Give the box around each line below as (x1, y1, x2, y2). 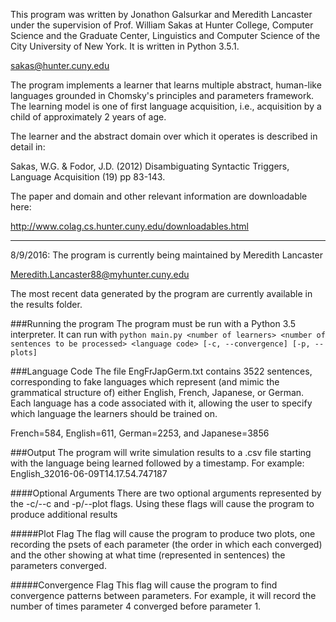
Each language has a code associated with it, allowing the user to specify (10, 397, 313, 409)
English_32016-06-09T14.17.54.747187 (10, 468, 168, 479)
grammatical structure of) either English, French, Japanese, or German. (10, 387, 305, 398)
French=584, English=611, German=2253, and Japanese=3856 (10, 427, 270, 439)
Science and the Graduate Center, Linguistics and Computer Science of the (10, 30, 321, 41)
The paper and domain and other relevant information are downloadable (10, 190, 308, 202)
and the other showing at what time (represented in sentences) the (10, 549, 286, 561)
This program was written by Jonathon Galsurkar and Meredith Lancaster (10, 9, 313, 20)
